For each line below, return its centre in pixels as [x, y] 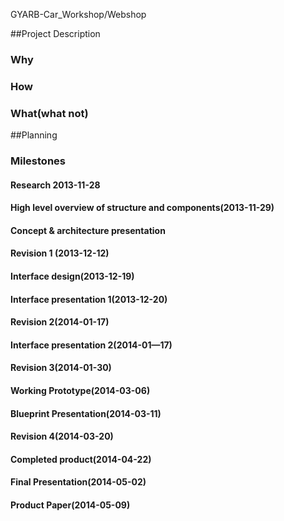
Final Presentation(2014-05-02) [78, 482]
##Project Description [55, 33]
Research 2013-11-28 [55, 185]
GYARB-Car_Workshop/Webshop [78, 14]
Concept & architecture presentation [88, 230]
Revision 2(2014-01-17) [60, 322]
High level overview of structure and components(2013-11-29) [142, 208]
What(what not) [49, 113]
